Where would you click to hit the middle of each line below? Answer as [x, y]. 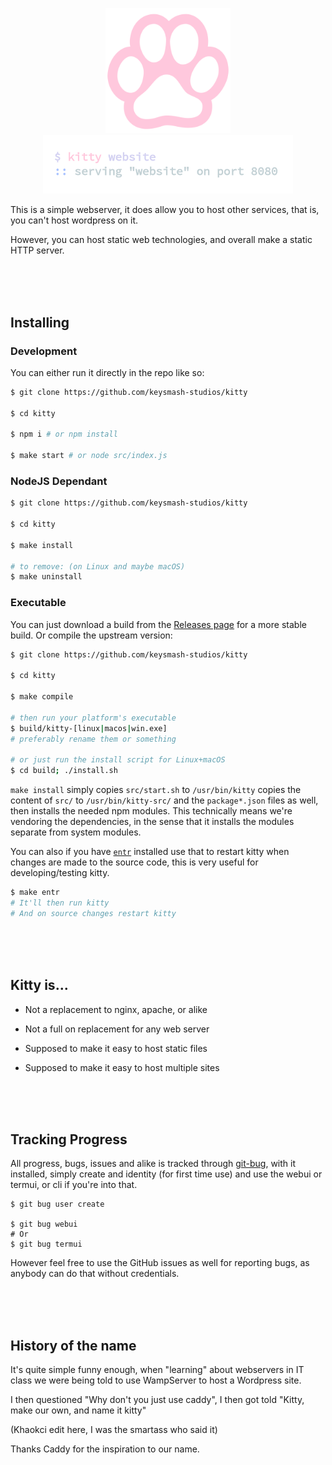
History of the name [73, 1345]
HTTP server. [37, 250]
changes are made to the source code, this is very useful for [134, 862]
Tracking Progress [69, 1139]
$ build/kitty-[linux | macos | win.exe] [89, 728]
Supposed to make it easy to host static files [116, 1048]
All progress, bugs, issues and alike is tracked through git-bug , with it [153, 1164]
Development [44, 351]
